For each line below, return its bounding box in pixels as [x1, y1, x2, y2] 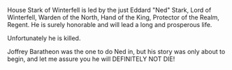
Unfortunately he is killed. [7, 34, 81, 42]
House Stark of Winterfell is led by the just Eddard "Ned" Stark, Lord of [7, 6, 212, 14]
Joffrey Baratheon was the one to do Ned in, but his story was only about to [7, 48, 226, 55]
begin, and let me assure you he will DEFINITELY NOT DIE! [7, 55, 175, 63]
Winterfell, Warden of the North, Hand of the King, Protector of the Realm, [7, 13, 220, 21]
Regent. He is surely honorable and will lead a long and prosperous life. [7, 21, 212, 28]
